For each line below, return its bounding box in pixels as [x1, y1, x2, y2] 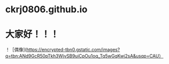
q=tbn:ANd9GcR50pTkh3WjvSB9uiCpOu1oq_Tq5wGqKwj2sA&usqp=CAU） [5, 53, 164, 59]
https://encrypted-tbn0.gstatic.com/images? [26, 47, 120, 53]
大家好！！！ [5, 29, 60, 40]
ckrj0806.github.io [5, 4, 88, 15]
